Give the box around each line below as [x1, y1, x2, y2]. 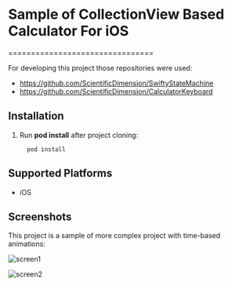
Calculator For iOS [8, 22, 129, 40]
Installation [8, 110, 64, 123]
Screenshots [8, 210, 72, 223]
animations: [8, 239, 45, 248]
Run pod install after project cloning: [19, 130, 139, 139]
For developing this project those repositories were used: [8, 63, 193, 72]
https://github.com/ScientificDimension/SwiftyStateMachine [19, 78, 214, 88]
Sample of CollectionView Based [8, 5, 225, 24]
